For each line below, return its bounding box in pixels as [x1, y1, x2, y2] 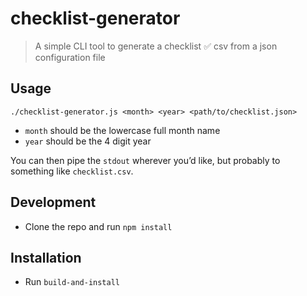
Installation [10, 249, 82, 266]
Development [10, 194, 97, 211]
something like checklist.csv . [10, 165, 134, 177]
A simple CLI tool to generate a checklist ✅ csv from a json [34, 40, 278, 52]
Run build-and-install [24, 276, 120, 288]
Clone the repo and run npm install [24, 220, 173, 232]
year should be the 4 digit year [24, 135, 152, 147]
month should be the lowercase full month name [24, 124, 221, 136]
